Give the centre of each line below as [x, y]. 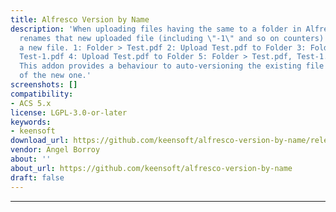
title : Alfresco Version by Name [80, 19]
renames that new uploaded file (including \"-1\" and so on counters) [172, 38]
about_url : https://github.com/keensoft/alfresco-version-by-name [151, 168]
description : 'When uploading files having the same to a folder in [156, 29]
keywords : [31, 122]
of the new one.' [55, 76]
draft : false [37, 177]
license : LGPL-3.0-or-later [69, 112]
